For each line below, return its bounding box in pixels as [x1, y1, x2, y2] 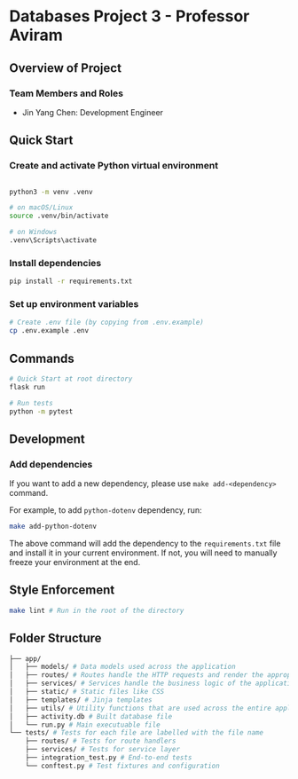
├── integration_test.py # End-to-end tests [25, 753, 192, 762]
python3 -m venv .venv [9, 187, 93, 196]
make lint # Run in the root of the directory [9, 606, 184, 615]
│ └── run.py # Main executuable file [9, 720, 161, 729]
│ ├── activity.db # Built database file [9, 712, 173, 720]
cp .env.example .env [9, 327, 90, 335]
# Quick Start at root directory [9, 374, 133, 383]
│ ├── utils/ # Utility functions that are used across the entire [9, 704, 272, 712]
